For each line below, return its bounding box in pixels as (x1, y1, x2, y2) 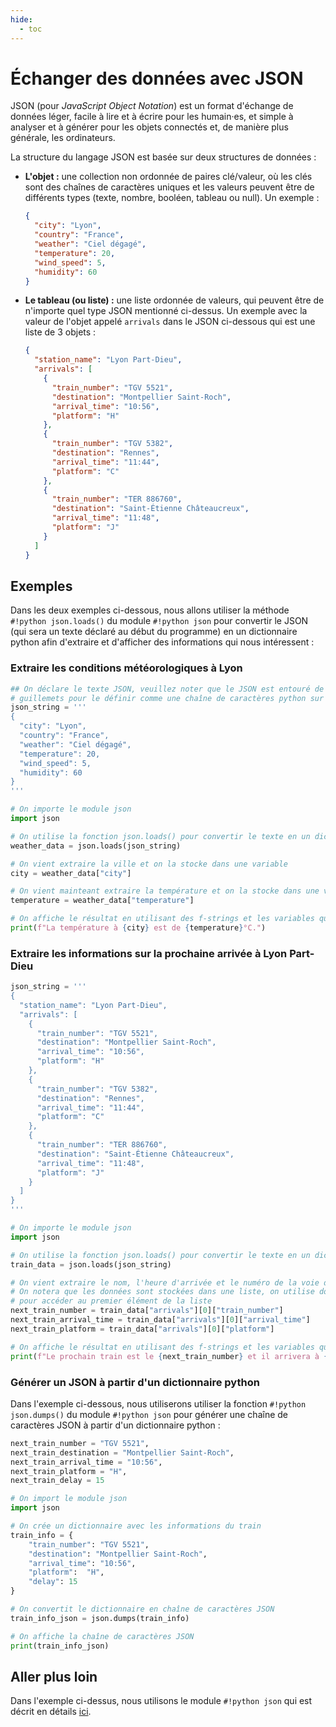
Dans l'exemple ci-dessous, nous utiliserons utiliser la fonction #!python (10, 1397, 307, 1410)
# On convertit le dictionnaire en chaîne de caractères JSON (10, 1604, 275, 1615)
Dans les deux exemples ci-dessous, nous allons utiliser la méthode (10, 604, 290, 616)
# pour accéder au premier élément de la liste (10, 1296, 213, 1306)
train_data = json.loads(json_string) (10, 1259, 172, 1270)
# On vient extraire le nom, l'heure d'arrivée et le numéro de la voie (10, 1277, 320, 1288)
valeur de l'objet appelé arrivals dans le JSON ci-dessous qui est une (24, 316, 316, 328)
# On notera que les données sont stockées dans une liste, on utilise (10, 1287, 315, 1297)
